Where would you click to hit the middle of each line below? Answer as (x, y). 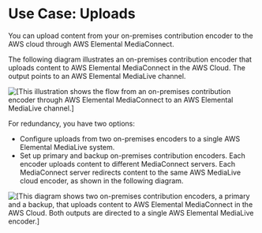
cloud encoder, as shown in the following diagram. (101, 180)
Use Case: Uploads (72, 14)
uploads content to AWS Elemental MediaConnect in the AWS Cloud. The (127, 67)
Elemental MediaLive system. (67, 147)
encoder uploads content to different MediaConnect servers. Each (127, 163)
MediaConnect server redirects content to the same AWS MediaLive (130, 172)
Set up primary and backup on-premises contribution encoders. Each (133, 156)
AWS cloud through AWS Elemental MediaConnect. (92, 43)
